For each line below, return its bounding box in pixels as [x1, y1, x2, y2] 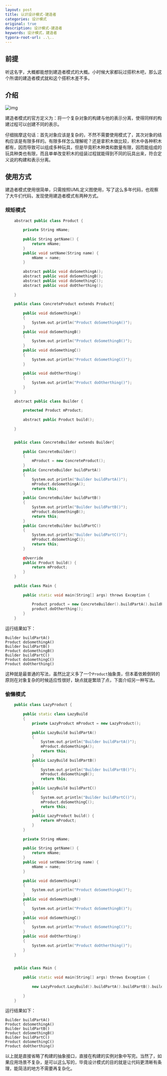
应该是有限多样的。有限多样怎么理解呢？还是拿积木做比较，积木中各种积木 [9, 138, 162, 144]
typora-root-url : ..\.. [5, 35, 55, 40]
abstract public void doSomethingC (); [23, 278, 103, 283]
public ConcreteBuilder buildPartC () [23, 523, 101, 528]
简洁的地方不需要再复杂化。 [18, 1066, 75, 1072]
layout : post [5, 7, 32, 12]
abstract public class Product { [14, 218, 83, 223]
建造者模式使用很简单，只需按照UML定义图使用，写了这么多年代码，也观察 [5, 187, 159, 193]
